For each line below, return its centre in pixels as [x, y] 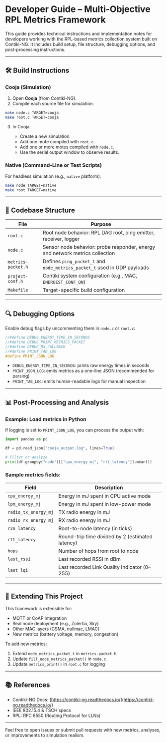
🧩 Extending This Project [44, 596]
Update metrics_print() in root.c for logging [59, 664]
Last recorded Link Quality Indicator [100, 567]
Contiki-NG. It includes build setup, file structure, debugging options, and [80, 44]
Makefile [18, 290]
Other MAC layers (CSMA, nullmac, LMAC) [56, 629]
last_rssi [19, 559]
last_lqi [18, 570]
